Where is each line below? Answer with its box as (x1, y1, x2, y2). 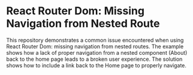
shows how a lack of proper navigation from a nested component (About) (6, 49, 188, 56)
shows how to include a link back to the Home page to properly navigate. (6, 61, 187, 69)
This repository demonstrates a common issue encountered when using (6, 36, 184, 43)
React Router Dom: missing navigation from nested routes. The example (6, 43, 184, 50)
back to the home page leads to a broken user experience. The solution (6, 55, 183, 62)
